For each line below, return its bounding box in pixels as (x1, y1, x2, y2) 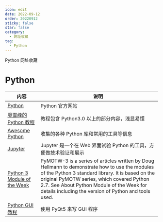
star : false (5, 25, 29, 30)
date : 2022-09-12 (5, 12, 40, 17)
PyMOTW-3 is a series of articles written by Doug (40, 157, 154, 164)
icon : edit (5, 7, 27, 12)
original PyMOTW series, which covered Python (40, 175, 149, 182)
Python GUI (7, 202, 34, 208)
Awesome (7, 127, 30, 134)
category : (5, 30, 25, 34)
